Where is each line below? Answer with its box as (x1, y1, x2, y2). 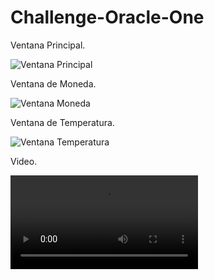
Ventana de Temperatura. (10, 116, 115, 128)
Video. (10, 155, 38, 167)
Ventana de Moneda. (10, 77, 97, 90)
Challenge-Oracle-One (10, 6, 205, 29)
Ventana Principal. (10, 39, 86, 51)
